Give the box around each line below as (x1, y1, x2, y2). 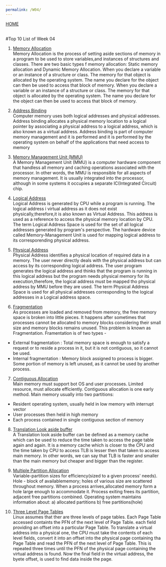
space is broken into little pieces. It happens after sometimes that (12, 314, 146, 320)
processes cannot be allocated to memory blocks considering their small (12, 319, 161, 325)
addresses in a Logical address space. (12, 294, 91, 300)
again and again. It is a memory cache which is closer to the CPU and (12, 442, 155, 448)
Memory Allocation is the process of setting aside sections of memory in (12, 51, 161, 56)
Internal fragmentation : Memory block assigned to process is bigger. (12, 355, 154, 361)
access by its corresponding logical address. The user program (12, 262, 142, 268)
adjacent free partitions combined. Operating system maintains (12, 494, 141, 500)
